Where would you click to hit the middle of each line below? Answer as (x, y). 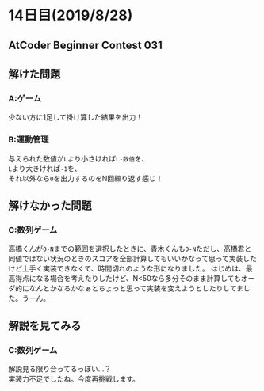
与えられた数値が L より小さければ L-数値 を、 (78, 158)
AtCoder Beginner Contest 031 (85, 45)
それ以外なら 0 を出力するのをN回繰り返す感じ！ (86, 178)
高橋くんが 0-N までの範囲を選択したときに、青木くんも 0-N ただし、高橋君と (130, 249)
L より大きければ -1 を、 (45, 168)
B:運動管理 (29, 140)
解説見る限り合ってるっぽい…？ (60, 369)
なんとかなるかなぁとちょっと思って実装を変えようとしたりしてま (136, 288)
